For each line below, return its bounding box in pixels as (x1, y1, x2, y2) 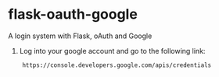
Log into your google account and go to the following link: (19, 46, 206, 55)
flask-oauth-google (8, 5, 138, 23)
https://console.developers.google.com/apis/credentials (22, 61, 212, 69)
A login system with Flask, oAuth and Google (8, 31, 153, 40)
